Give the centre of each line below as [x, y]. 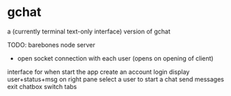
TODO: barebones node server [51, 45]
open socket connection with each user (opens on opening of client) [115, 58]
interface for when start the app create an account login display [98, 72]
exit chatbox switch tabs [42, 86]
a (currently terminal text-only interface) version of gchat [89, 31]
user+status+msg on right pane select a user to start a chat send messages [116, 79]
